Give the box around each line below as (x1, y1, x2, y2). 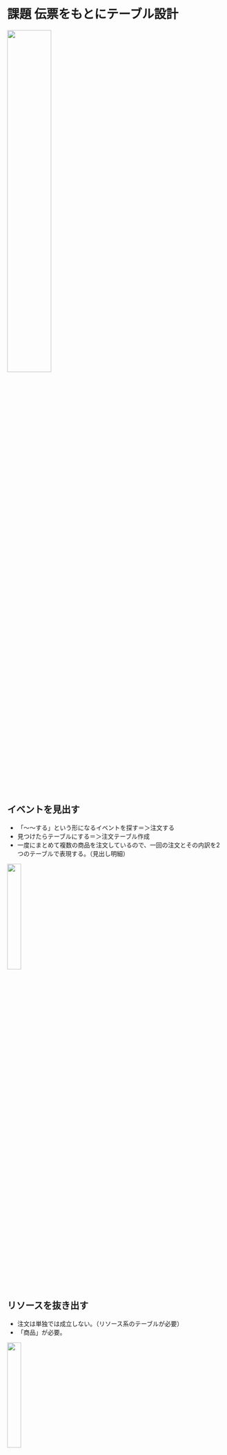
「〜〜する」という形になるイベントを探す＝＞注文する (17, 823, 175, 832)
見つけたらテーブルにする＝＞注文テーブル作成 (17, 832, 150, 840)
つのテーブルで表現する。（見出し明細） (17, 849, 129, 857)
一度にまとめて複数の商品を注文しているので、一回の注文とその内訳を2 (17, 841, 220, 849)
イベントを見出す (7, 804, 80, 816)
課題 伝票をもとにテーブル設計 (7, 6, 179, 22)
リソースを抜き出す (7, 1300, 88, 1312)
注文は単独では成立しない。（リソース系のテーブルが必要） (17, 1319, 184, 1328)
